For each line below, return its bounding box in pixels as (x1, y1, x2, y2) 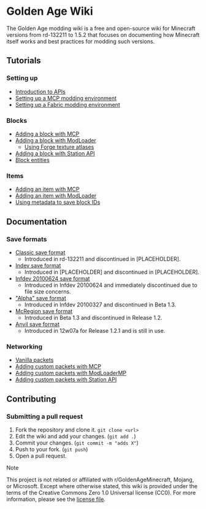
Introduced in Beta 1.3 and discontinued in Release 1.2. (24, 314, 162, 321)
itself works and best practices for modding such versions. (6, 37, 155, 45)
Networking (6, 342, 43, 351)
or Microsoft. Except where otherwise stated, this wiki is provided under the (6, 482, 198, 489)
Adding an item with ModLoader (15, 192, 97, 200)
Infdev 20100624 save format (15, 274, 90, 282)
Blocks (6, 116, 28, 125)
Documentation (6, 216, 67, 227)
